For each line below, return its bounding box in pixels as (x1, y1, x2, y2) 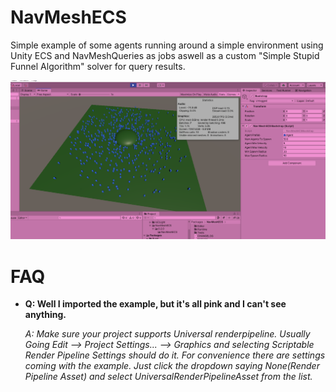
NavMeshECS (10, 6, 127, 29)
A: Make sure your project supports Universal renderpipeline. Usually (24, 328, 311, 340)
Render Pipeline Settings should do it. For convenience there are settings (24, 349, 326, 361)
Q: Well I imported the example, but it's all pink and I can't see (24, 298, 287, 310)
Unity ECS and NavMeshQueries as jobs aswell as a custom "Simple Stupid (10, 49, 320, 61)
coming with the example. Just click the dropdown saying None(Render (24, 360, 320, 372)
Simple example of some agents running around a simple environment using (10, 39, 324, 51)
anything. (24, 309, 67, 321)
